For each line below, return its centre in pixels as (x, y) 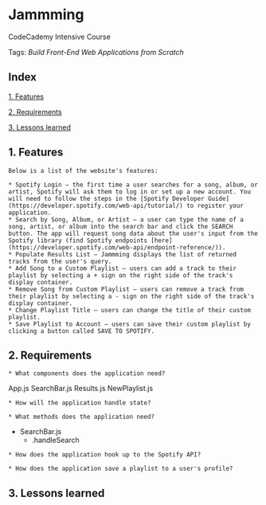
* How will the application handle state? (80, 403)
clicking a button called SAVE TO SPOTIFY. (82, 331)
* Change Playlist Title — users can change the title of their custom (129, 310)
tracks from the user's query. (60, 261)
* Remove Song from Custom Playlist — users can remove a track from (126, 289)
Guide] (218, 198)
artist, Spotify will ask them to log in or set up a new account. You (129, 192)
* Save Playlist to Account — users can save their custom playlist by (129, 324)
